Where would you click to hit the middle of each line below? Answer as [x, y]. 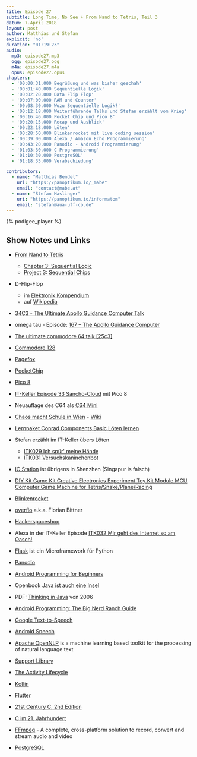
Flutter [23, 695]
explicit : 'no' [25, 39]
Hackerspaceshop [37, 522]
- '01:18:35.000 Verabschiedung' [53, 161]
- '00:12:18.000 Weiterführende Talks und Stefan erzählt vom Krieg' [99, 111]
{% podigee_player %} [34, 222]
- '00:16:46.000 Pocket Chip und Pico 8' [63, 116]
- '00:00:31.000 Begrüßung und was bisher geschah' [77, 84]
